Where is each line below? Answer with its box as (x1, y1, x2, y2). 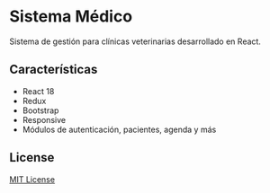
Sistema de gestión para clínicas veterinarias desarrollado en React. (9, 36, 261, 47)
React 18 (22, 85, 55, 96)
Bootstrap (22, 105, 59, 116)
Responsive (22, 114, 66, 125)
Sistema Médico (9, 6, 133, 27)
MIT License (9, 173, 56, 185)
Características (9, 62, 98, 77)
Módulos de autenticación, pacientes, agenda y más (22, 124, 217, 135)
